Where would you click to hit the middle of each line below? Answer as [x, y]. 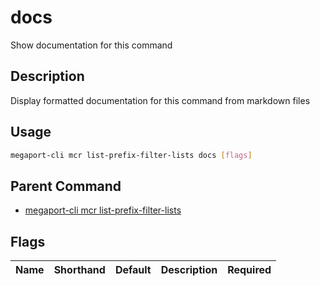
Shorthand [79, 270]
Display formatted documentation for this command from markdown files [160, 100]
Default [133, 270]
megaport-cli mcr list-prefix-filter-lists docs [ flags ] [131, 155]
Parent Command [66, 186]
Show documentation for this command [91, 45]
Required [249, 270]
